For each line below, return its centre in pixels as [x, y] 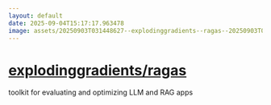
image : [19, 30]
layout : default [35, 16]
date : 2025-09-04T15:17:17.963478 [67, 23]
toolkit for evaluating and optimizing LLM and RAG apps [101, 92]
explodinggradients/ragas [98, 70]
